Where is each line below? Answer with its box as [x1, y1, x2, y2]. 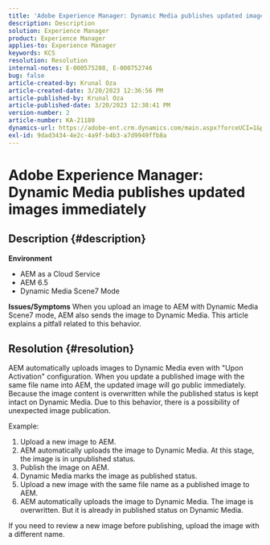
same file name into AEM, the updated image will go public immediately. [8, 380, 247, 390]
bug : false [8, 72, 45, 80]
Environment [8, 253, 52, 263]
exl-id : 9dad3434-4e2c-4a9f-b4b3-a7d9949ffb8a [8, 131, 167, 139]
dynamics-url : [8, 124, 56, 132]
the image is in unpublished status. [19, 454, 136, 464]
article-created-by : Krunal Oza [8, 79, 117, 87]
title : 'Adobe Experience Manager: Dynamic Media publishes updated [8, 11, 243, 20]
